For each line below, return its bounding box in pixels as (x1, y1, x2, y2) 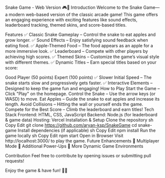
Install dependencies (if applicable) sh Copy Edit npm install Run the (17, 128, 156, 133)
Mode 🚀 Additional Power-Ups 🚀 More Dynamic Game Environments (5, 143, 144, 149)
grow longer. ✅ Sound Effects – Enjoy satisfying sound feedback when (5, 37, 148, 43)
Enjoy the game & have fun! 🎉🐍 (5, 168, 68, 173)
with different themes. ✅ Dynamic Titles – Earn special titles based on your (5, 59, 157, 65)
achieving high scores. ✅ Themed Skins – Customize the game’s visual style (5, 54, 160, 60)
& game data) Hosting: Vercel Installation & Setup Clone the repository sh (5, 117, 154, 123)
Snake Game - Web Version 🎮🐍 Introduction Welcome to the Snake (5, 4, 142, 10)
